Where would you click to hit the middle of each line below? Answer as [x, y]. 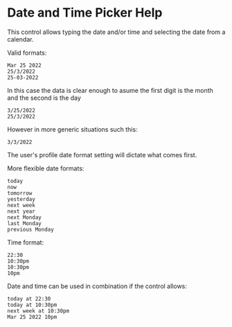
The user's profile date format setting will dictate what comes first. [102, 154]
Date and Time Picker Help [85, 13]
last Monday [24, 223]
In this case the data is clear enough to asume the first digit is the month [110, 90]
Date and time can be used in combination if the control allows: [97, 286]
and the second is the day [44, 98]
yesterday [21, 199]
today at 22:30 [29, 299]
